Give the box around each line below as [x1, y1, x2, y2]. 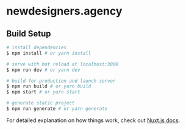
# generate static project [6, 100, 75, 106]
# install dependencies [6, 44, 67, 50]
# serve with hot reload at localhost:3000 [6, 61, 119, 67]
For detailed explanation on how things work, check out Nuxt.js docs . [6, 117, 181, 124]
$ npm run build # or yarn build [6, 83, 91, 89]
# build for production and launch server [6, 78, 116, 84]
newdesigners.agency [6, 4, 123, 18]
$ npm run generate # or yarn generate [6, 106, 108, 112]
